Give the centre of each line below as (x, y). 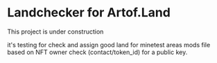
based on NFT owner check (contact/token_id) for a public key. (97, 52)
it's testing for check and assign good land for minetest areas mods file (109, 45)
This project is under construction (55, 32)
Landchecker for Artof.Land (89, 13)
